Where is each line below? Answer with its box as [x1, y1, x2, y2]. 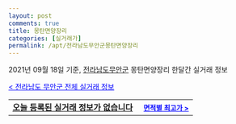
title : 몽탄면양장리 [8, 27, 67, 35]
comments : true [8, 19, 60, 27]
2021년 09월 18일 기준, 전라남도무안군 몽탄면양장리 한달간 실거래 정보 [8, 65, 228, 75]
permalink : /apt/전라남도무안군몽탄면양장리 [8, 42, 139, 50]
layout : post [8, 11, 53, 20]
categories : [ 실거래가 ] [8, 34, 82, 43]
